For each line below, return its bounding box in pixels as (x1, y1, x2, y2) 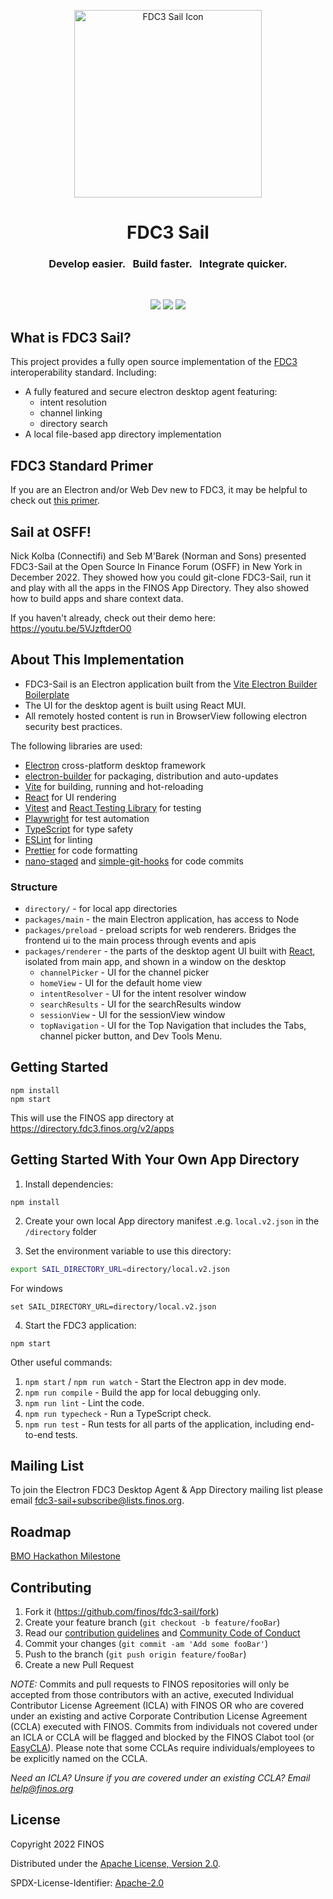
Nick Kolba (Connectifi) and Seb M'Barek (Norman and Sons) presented (10, 550, 307, 562)
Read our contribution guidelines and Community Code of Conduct (24, 1626, 301, 1639)
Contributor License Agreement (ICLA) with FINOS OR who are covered (10, 1699, 305, 1711)
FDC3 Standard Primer (10, 457, 154, 474)
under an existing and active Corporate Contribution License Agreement (10, 1710, 308, 1722)
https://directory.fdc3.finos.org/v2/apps (10, 1122, 175, 1134)
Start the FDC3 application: (24, 1319, 137, 1331)
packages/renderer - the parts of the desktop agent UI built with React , (24, 945, 316, 957)
